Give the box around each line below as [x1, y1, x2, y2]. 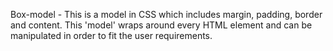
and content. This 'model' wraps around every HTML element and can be [10, 19, 313, 31]
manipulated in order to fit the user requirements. [10, 30, 213, 41]
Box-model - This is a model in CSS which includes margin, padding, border [10, 9, 323, 20]
